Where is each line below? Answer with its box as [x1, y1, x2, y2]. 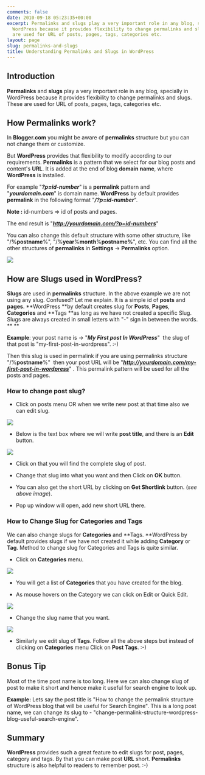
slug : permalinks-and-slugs [7, 43, 78, 49]
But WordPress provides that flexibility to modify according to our [7, 152, 172, 160]
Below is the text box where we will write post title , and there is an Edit [15, 430, 194, 438]
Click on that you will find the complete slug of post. [15, 460, 147, 468]
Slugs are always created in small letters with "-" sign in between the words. [7, 316, 198, 323]
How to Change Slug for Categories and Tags [7, 517, 142, 525]
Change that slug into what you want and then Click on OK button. [15, 472, 182, 479]
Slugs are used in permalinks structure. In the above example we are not [7, 290, 190, 297]
